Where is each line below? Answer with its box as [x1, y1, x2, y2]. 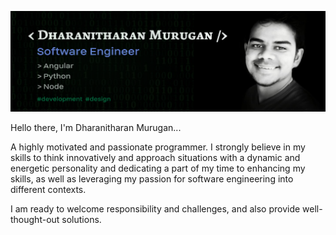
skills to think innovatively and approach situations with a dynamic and [10, 151, 301, 163]
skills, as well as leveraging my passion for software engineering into [10, 172, 294, 185]
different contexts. [10, 183, 87, 195]
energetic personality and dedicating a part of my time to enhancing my [10, 162, 306, 174]
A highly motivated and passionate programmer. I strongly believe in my [10, 141, 306, 153]
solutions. [61, 213, 102, 225]
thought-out [10, 213, 60, 225]
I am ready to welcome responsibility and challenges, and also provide [10, 202, 301, 215]
